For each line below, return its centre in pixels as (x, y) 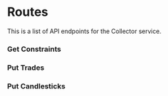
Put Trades (26, 68)
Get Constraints (34, 49)
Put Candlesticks (36, 86)
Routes (28, 12)
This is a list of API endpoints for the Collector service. (84, 31)
